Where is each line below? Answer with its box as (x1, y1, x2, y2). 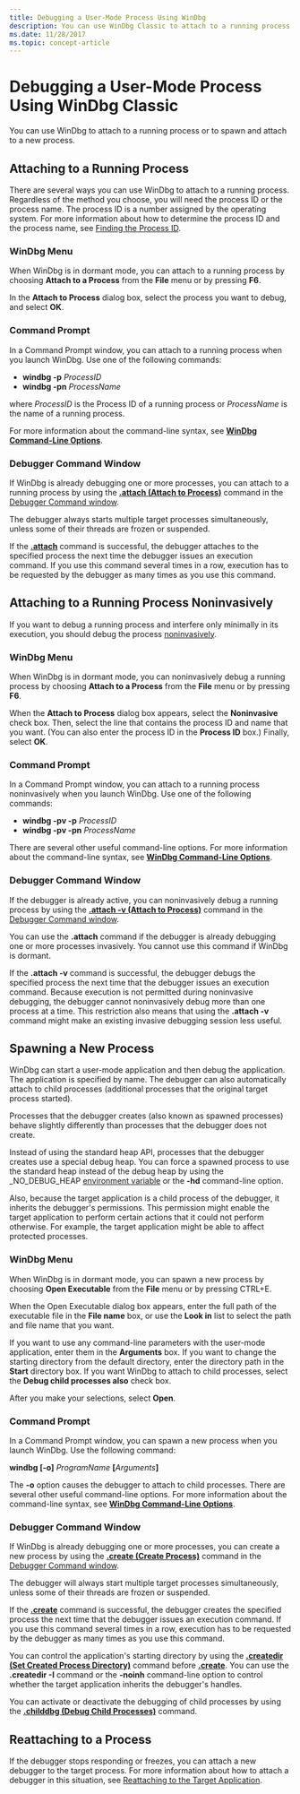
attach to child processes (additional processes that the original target (9, 1083, 269, 1094)
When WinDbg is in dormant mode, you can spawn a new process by (9, 1273, 264, 1284)
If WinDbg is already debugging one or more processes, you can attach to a (9, 477, 289, 488)
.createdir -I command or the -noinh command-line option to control (9, 1669, 264, 1680)
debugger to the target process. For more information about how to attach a (9, 1765, 289, 1776)
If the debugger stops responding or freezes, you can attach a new (9, 1755, 257, 1766)
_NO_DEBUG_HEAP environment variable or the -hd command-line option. (9, 1176, 284, 1186)
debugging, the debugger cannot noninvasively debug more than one (9, 996, 266, 1006)
